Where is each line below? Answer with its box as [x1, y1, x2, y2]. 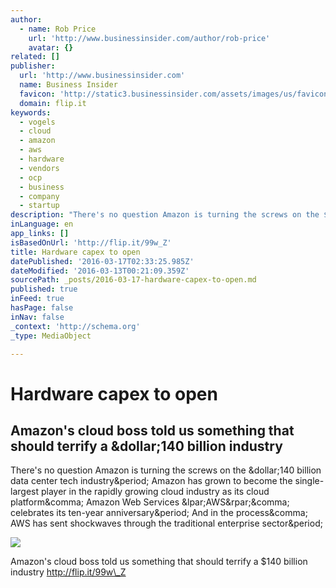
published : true [10, 284, 78, 295]
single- [294, 475, 325, 487]
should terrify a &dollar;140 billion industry [10, 437, 283, 455]
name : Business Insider [19, 80, 118, 90]
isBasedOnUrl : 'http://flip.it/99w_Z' [10, 237, 172, 248]
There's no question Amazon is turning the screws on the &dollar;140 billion [10, 464, 322, 476]
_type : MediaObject [10, 331, 92, 341]
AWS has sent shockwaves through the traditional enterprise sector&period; [10, 517, 323, 530]
